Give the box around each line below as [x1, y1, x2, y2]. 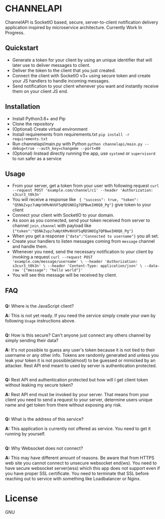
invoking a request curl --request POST [12, 254, 93, 260]
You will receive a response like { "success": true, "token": [12, 197, 139, 202]
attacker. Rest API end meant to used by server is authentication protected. [5, 362, 157, 369]
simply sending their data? [5, 337, 59, 343]
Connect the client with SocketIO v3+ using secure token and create [12, 72, 151, 79]
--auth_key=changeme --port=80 [36, 146, 101, 151]
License [5, 492, 38, 504]
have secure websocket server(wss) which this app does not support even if [5, 465, 160, 471]
